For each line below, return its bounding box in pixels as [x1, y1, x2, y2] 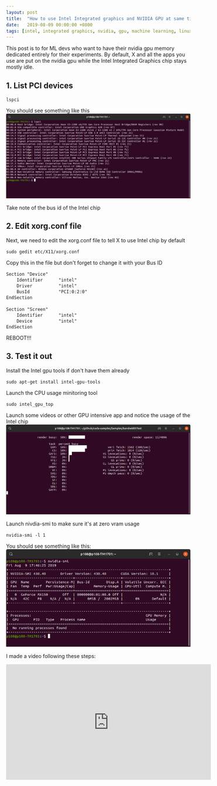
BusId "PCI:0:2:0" [16, 289, 88, 294]
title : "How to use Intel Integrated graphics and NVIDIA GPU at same [6, 15, 184, 22]
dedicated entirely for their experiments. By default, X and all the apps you [6, 51, 185, 58]
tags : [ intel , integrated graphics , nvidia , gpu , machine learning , [6, 28, 177, 34]
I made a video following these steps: [6, 653, 96, 660]
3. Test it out [6, 351, 53, 361]
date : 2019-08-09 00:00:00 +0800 [6, 22, 93, 28]
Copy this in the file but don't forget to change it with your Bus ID [6, 259, 163, 266]
